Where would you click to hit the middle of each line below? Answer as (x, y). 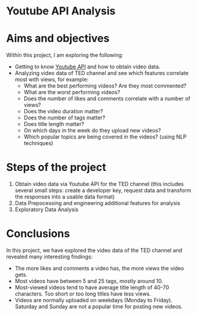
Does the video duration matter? (63, 112)
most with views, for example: (52, 80)
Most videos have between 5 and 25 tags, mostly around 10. (89, 281)
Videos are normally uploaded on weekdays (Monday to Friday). (94, 300)
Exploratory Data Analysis (47, 210)
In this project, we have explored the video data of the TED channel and (94, 250)
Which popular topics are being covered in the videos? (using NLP (105, 137)
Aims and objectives (58, 39)
